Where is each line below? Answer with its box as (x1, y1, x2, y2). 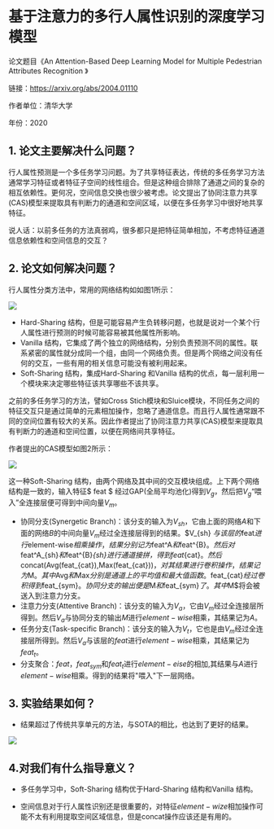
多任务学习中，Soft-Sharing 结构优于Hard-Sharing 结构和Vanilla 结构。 (20, 784, 258, 794)
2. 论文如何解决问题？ (8, 261, 118, 275)
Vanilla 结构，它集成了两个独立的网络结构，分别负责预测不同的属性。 (20, 337, 251, 347)
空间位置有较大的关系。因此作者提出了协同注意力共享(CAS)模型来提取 (22, 416, 256, 426)
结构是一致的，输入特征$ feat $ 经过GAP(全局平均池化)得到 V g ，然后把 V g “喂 (8, 486, 263, 498)
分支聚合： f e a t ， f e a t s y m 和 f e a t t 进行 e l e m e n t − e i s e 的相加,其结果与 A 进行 (20, 659, 259, 670)
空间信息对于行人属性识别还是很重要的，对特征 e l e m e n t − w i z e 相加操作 (20, 801, 257, 811)
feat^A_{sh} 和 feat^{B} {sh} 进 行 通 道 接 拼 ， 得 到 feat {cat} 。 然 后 (20, 550, 222, 559)
